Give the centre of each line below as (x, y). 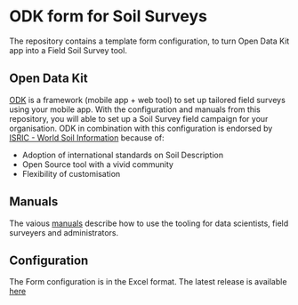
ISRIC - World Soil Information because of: (87, 137)
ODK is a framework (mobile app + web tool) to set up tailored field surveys (148, 100)
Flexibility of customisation (71, 173)
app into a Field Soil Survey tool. (68, 50)
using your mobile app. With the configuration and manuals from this (135, 109)
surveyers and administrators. (64, 232)
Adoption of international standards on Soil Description (123, 155)
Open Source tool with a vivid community (97, 164)
